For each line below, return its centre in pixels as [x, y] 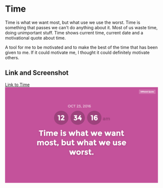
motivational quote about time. [35, 38]
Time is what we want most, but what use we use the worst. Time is [73, 22]
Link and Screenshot [37, 73]
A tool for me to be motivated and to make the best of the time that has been [81, 47]
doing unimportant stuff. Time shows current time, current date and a [74, 33]
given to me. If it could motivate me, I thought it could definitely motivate [77, 52]
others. [12, 57]
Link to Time [17, 85]
